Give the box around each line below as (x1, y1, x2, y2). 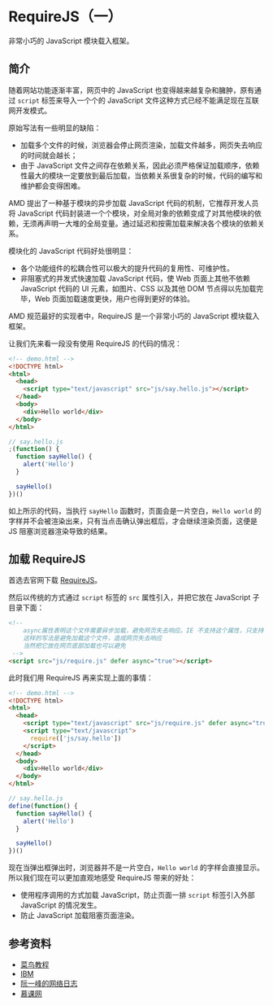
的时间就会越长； (19, 150, 78, 160)
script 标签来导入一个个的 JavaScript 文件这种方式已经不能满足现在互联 (17, 95, 259, 105)
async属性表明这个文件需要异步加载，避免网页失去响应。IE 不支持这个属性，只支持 (23, 627, 264, 635)
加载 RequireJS (8, 553, 86, 566)
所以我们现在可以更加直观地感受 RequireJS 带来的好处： (8, 873, 197, 883)
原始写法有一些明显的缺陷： (8, 123, 102, 133)
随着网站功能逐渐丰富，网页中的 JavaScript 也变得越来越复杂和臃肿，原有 (8, 85, 255, 94)
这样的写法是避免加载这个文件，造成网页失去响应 (23, 634, 162, 643)
